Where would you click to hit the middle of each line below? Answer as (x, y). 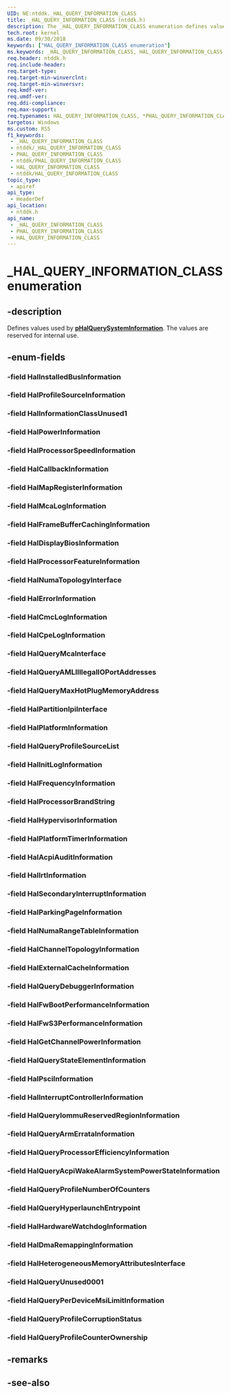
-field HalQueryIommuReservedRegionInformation (93, 1116)
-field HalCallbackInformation (58, 469)
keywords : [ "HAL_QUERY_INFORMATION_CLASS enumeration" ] (89, 45)
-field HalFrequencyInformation (61, 783)
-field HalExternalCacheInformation (68, 968)
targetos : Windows (33, 122)
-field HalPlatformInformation (57, 728)
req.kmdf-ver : (27, 90)
